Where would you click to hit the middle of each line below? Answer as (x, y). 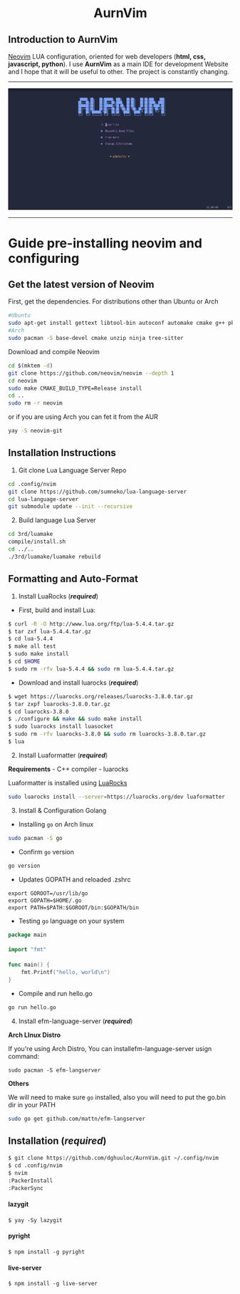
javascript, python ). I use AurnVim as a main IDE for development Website (118, 64)
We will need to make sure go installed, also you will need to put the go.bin (117, 1097)
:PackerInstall (31, 1181)
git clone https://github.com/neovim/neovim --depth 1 (91, 373)
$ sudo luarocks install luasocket (61, 727)
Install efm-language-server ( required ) (75, 1021)
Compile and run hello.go (56, 993)
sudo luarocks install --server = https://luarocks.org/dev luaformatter (116, 797)
